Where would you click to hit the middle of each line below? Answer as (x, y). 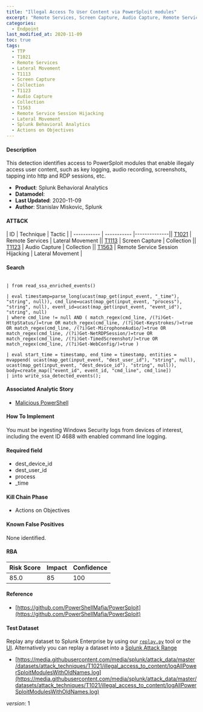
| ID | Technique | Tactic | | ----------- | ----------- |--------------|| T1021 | (99, 235)
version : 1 (18, 704)
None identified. (26, 537)
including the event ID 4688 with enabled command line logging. (87, 436)
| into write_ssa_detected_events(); (54, 376)
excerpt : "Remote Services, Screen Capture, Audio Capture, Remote (93, 18)
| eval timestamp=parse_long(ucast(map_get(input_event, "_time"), (93, 296)
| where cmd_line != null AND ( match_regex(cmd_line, (77, 318)
